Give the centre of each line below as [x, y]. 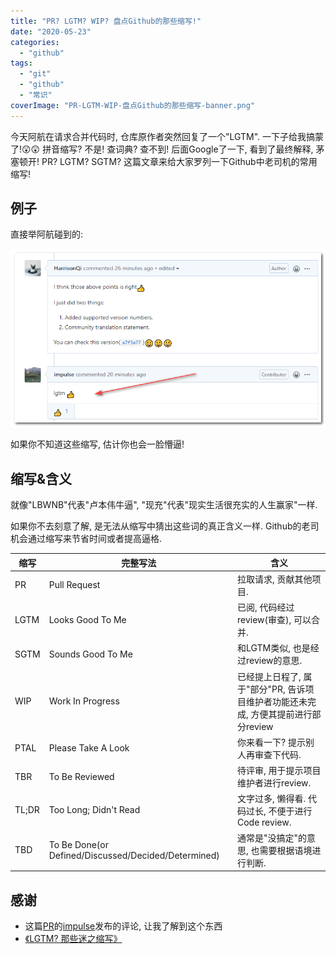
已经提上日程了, [269, 676]
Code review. [264, 822]
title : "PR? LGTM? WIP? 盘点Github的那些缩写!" [106, 21]
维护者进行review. [274, 783]
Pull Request [74, 585]
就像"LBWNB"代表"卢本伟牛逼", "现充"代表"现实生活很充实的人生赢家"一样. [164, 505]
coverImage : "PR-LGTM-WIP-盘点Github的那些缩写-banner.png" [133, 105]
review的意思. [274, 661]
